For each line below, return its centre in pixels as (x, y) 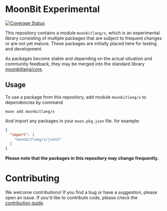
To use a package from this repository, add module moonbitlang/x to (76, 97)
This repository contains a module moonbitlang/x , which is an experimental (82, 33)
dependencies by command (34, 102)
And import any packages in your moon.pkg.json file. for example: (73, 121)
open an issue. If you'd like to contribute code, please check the (71, 198)
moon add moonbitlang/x (30, 111)
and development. (24, 49)
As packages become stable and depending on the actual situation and (79, 58)
